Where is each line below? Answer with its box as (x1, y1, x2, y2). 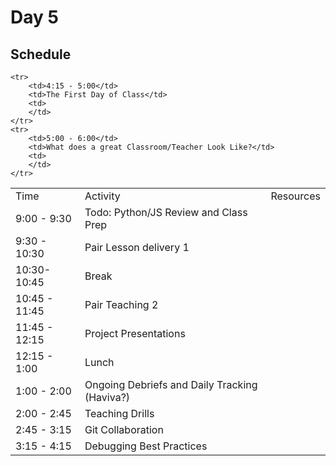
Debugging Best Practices (84, 439, 208, 453)
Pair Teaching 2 (84, 298, 159, 311)
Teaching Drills (84, 407, 155, 420)
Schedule (10, 46, 72, 63)
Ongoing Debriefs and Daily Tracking (84, 378, 258, 391)
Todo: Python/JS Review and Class (84, 206, 248, 219)
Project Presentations (84, 327, 186, 340)
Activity (84, 189, 121, 203)
